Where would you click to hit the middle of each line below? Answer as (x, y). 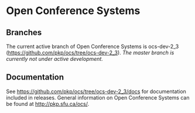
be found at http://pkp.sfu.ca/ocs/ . (48, 104)
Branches (24, 32)
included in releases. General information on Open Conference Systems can (98, 97)
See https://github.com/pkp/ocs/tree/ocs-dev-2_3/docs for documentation (96, 91)
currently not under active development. (55, 59)
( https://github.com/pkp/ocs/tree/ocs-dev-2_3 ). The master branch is (90, 53)
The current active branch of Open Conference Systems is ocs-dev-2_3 (93, 46)
